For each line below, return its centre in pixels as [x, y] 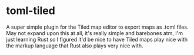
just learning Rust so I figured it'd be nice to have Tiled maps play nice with [97, 39]
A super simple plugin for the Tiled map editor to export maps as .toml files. [97, 27]
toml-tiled [31, 11]
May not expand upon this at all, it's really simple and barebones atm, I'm [95, 33]
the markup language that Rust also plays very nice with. [75, 46]
